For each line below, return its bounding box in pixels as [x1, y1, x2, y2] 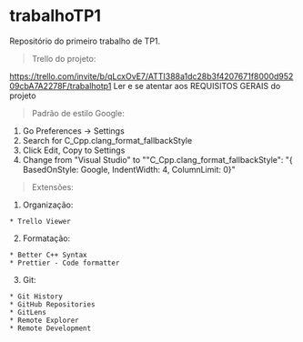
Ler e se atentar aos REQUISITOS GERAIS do [113, 80, 281, 91]
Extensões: [31, 181, 75, 192]
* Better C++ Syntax [9, 250, 88, 259]
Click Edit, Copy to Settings [22, 145, 126, 156]
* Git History [9, 292, 64, 301]
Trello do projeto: [31, 53, 96, 64]
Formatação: [22, 233, 71, 244]
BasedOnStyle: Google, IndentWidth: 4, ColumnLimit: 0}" [22, 164, 237, 175]
